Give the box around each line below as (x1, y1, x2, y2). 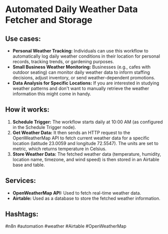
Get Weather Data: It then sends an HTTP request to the (12, 129, 130, 135)
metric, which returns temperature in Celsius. (12, 146, 107, 152)
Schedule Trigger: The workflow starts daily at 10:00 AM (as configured (12, 119, 163, 125)
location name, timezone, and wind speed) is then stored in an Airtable (12, 156, 160, 162)
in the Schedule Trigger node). (12, 124, 77, 130)
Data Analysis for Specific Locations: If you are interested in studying (12, 80, 159, 86)
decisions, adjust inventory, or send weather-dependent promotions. (12, 75, 155, 80)
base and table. (12, 162, 45, 168)
